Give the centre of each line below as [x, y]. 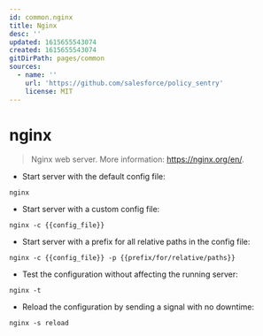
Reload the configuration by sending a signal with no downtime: [138, 307]
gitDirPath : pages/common [57, 58]
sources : [25, 67]
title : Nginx [33, 26]
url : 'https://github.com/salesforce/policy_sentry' [124, 83]
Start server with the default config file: [93, 177]
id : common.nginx [41, 17]
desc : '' [25, 34]
